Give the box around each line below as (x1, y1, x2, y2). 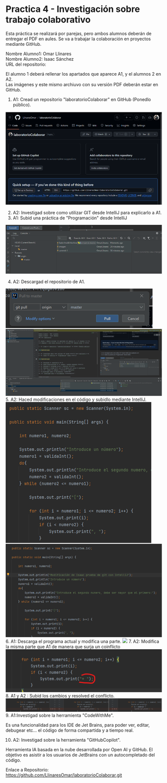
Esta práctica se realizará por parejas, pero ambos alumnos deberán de (5, 30, 152, 36)
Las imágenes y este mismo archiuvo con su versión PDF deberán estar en (5, 81, 158, 88)
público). (12, 101, 31, 107)
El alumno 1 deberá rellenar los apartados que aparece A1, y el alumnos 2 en (5, 71, 162, 77)
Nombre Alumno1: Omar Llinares (5, 51, 71, 57)
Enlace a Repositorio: (5, 767, 49, 773)
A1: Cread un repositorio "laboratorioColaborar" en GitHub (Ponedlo (12, 96, 151, 102)
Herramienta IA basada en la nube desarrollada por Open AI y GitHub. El (5, 746, 153, 752)
